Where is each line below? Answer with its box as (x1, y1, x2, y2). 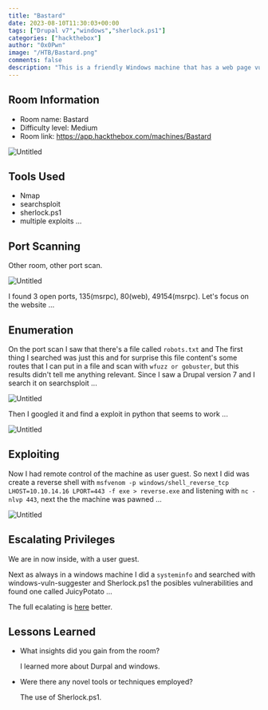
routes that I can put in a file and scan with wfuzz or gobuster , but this (8, 361, 239, 371)
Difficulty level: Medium (19, 123, 98, 132)
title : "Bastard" (8, 11, 66, 20)
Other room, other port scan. (8, 261, 103, 270)
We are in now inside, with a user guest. (8, 554, 140, 563)
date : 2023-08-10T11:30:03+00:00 (8, 19, 120, 27)
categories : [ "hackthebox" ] (8, 34, 102, 42)
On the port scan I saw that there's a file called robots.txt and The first (8, 345, 243, 353)
